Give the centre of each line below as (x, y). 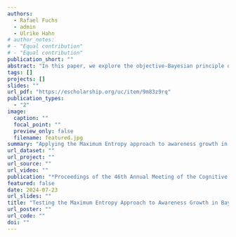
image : (17, 111)
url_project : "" (31, 157)
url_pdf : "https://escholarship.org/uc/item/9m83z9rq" (89, 92)
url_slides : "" (29, 196)
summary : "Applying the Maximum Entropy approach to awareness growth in (118, 144)
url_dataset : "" (31, 151)
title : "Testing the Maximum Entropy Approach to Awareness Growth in (113, 203)
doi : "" (19, 222)
